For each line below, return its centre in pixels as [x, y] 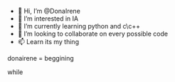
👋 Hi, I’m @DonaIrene [49, 11]
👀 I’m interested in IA [48, 19]
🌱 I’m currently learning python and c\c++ [79, 26]
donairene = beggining [41, 58]
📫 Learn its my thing [48, 42]
